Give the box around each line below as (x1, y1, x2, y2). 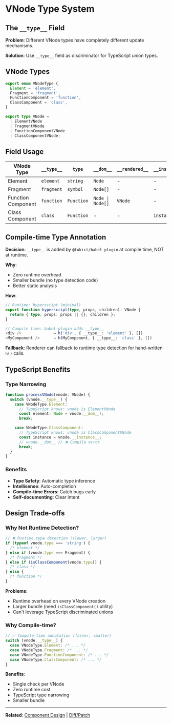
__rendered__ (117, 166, 148, 172)
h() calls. (5, 350, 25, 356)
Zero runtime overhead (12, 272, 61, 278)
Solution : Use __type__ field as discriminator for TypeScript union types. (5, 52, 158, 58)
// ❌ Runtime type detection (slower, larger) (5, 536, 107, 541)
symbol (67, 187, 83, 192)
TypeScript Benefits (5, 365, 71, 374)
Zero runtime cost (12, 687, 51, 693)
